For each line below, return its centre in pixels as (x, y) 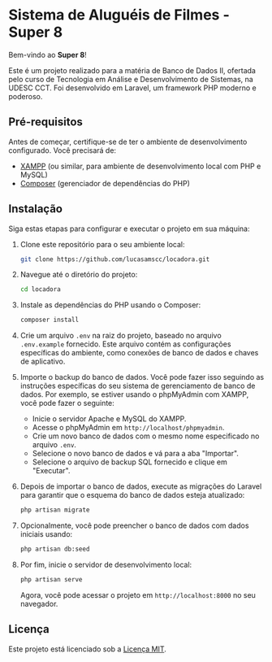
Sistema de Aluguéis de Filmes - (119, 15)
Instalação (36, 209)
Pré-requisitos (46, 122)
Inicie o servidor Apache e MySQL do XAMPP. (109, 419)
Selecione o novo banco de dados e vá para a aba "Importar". (136, 454)
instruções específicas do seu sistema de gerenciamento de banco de (138, 386)
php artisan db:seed (55, 549)
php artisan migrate (55, 510)
